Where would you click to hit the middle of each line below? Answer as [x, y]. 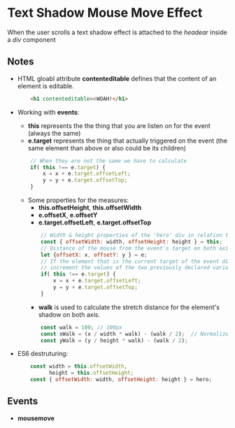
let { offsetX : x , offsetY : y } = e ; [94, 255]
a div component [31, 39]
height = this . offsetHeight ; [91, 373]
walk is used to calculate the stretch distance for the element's [129, 307]
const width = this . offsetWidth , [79, 366]
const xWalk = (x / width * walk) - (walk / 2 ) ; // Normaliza [135, 334]
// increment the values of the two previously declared [125, 268]
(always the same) [54, 133]
